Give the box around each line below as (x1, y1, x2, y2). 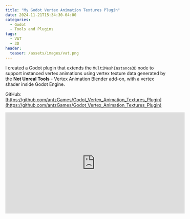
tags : (5, 31, 17, 36)
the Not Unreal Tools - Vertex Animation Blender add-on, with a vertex (5, 76, 155, 82)
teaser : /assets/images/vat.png (10, 50, 79, 56)
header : (5, 46, 22, 51)
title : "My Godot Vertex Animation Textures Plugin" (5, 7, 120, 13)
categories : (5, 17, 31, 22)
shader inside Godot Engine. (5, 81, 66, 87)
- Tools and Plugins (10, 27, 54, 32)
